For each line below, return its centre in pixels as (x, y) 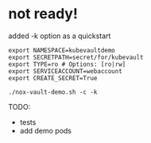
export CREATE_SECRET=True (53, 78)
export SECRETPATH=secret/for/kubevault (76, 57)
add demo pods (45, 130)
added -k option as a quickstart (60, 36)
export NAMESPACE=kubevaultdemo (62, 50)
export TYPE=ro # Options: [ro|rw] (67, 64)
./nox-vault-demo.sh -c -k (53, 92)
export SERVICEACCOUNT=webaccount (66, 71)
